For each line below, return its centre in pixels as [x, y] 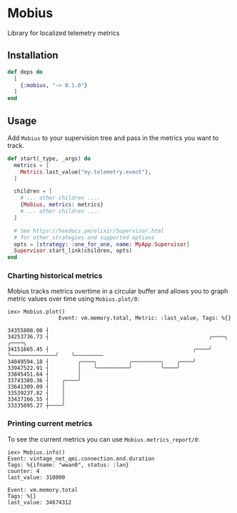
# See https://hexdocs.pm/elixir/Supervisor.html [89, 231]
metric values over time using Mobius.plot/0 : [73, 299]
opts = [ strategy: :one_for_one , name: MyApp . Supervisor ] [102, 244]
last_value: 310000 [36, 477]
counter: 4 [24, 471]
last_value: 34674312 [40, 502]
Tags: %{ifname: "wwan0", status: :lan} [69, 465]
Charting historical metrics [55, 276]
